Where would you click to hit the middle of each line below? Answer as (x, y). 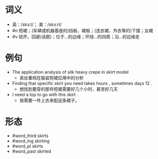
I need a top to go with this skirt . (45, 94)
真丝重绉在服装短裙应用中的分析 (51, 78)
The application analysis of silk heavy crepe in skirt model (70, 72)
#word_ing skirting (31, 141)
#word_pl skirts (28, 146)
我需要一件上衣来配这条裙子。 (49, 100)
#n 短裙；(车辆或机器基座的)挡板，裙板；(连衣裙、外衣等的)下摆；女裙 (83, 30)
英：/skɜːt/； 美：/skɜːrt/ (37, 24)
